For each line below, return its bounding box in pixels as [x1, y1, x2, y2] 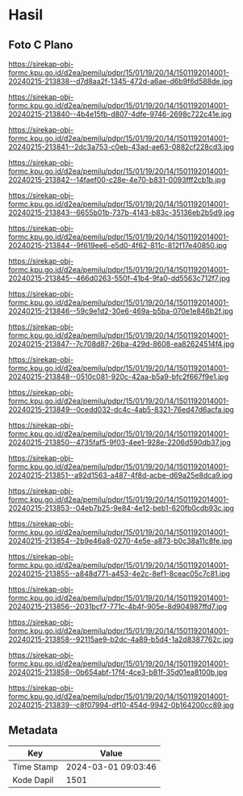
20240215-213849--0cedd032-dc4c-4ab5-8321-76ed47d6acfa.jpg [8, 405, 234, 414]
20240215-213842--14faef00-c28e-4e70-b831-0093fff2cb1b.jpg [8, 175, 226, 184]
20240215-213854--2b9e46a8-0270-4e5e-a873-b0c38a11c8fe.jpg [8, 536, 233, 545]
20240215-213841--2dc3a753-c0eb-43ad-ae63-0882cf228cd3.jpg [8, 142, 234, 151]
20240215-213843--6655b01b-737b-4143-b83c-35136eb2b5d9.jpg [8, 208, 235, 217]
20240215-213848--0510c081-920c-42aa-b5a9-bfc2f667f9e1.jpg [8, 372, 228, 381]
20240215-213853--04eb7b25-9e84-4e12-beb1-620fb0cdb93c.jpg [8, 503, 234, 512]
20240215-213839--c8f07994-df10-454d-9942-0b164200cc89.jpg [8, 701, 234, 710]
